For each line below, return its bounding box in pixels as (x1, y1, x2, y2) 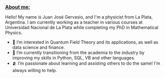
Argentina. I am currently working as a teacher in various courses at (5, 19, 143, 25)
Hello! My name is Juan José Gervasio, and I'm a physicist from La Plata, (5, 14, 153, 20)
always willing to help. (12, 68, 58, 73)
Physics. (5, 30, 23, 35)
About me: (5, 4, 31, 10)
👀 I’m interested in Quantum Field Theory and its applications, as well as (12, 39, 159, 45)
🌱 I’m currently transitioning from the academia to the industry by (12, 50, 145, 55)
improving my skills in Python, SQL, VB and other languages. (12, 55, 135, 60)
